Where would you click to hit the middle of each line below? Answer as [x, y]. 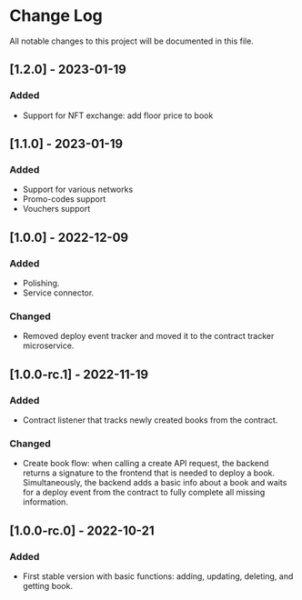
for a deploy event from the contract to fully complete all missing [144, 493]
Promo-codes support [64, 199]
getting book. [47, 585]
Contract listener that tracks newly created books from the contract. [150, 420]
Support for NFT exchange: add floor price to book [118, 115]
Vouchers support [56, 209]
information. [45, 502]
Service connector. [58, 293]
